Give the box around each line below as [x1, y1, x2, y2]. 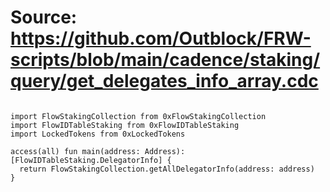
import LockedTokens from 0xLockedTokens [10, 129, 186, 139]
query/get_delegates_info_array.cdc [10, 70, 319, 93]
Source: [10, 6, 78, 29]
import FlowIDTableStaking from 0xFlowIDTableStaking [10, 120, 240, 130]
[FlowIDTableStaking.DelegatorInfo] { [10, 155, 172, 165]
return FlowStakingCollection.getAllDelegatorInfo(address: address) [19, 164, 315, 174]
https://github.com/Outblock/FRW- [10, 27, 312, 50]
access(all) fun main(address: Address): [10, 146, 186, 156]
